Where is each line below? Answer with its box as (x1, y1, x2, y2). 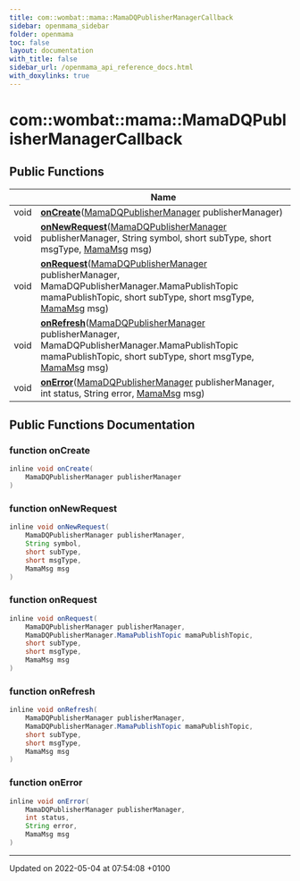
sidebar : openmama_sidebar (9, 21, 110, 30)
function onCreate (9, 445, 91, 457)
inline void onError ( (9, 797, 90, 806)
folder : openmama (9, 30, 74, 38)
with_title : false (9, 55, 78, 64)
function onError (9, 776, 83, 789)
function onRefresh (9, 685, 96, 698)
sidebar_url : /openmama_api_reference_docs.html (9, 64, 194, 72)
